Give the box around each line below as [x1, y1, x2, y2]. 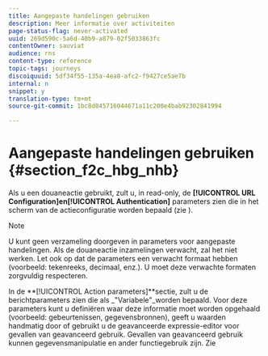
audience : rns [8, 49, 57, 57]
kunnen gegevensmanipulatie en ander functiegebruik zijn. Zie [8, 338, 216, 348]
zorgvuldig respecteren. [8, 271, 89, 281]
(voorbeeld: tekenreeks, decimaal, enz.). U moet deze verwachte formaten [8, 262, 257, 272]
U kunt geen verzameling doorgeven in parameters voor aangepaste [8, 236, 236, 247]
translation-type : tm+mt [8, 95, 92, 103]
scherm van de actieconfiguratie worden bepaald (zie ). [8, 206, 194, 215]
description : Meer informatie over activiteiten [8, 19, 175, 28]
